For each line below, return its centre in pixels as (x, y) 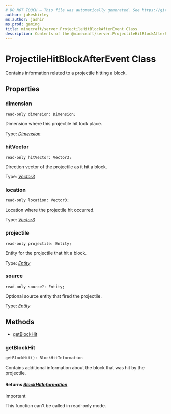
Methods (20, 322)
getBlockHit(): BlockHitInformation (44, 358)
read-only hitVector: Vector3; (38, 157)
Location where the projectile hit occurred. (50, 210)
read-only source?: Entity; (35, 287)
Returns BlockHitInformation (36, 384)
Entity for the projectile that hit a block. (46, 253)
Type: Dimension (23, 134)
